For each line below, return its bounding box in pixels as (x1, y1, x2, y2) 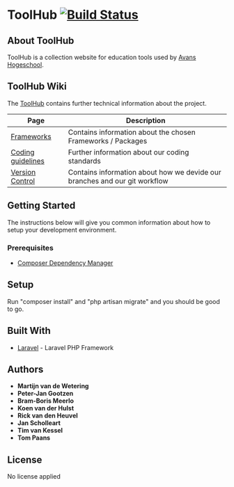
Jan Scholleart (17, 419, 61, 427)
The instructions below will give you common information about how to (7, 218, 211, 226)
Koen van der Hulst (17, 404, 75, 413)
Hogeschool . (7, 61, 44, 69)
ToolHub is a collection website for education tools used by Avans (7, 53, 196, 61)
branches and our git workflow (68, 176, 169, 186)
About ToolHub (7, 35, 75, 47)
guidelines (10, 156, 45, 166)
